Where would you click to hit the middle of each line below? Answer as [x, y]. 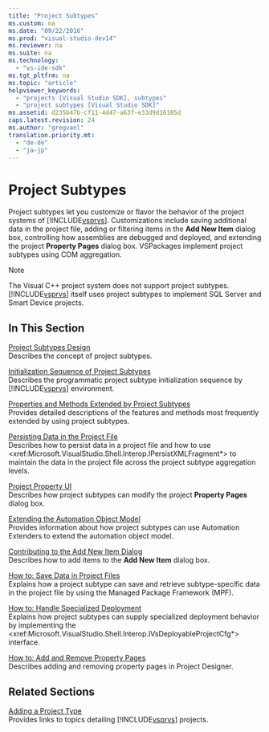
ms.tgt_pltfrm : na [39, 75]
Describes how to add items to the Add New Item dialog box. [109, 560]
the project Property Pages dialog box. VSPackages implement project [126, 246]
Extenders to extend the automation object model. [91, 536]
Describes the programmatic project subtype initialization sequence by [126, 380]
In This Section [47, 328]
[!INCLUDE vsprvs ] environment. [61, 388]
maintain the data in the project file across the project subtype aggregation [132, 462]
